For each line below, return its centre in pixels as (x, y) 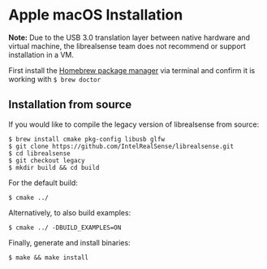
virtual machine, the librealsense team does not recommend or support (127, 46)
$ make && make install (49, 258)
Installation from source (70, 104)
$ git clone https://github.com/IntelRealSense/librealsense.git (121, 146)
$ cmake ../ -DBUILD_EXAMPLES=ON (65, 228)
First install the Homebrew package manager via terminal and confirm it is (132, 70)
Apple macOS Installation (96, 15)
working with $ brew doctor (55, 79)
